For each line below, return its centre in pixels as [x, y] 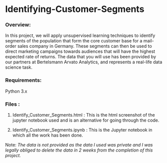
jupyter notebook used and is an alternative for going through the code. [86, 120]
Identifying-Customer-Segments [75, 9]
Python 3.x [16, 91]
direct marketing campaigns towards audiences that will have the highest [80, 51]
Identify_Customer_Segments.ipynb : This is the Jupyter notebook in [82, 130]
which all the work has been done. [48, 135]
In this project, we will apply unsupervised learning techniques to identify [80, 35]
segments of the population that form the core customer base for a [74, 41]
